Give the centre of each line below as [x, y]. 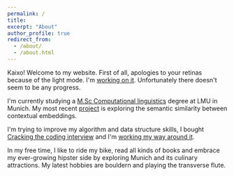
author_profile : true [39, 33]
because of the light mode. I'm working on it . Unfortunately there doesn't [112, 80]
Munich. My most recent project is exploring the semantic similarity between [117, 108]
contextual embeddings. [42, 115]
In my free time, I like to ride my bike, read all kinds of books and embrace [114, 150]
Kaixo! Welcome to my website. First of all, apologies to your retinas [105, 72]
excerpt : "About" [32, 27]
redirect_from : [29, 40]
